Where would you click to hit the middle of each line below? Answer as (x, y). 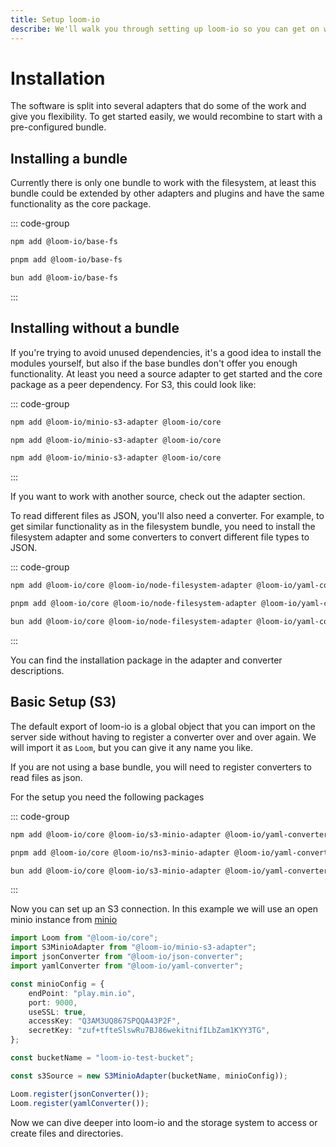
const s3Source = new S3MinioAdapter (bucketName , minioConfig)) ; (149, 1076)
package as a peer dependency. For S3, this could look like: (133, 384)
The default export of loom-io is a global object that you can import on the (163, 726)
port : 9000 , (53, 1002)
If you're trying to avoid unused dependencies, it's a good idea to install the (166, 352)
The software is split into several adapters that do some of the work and (158, 106)
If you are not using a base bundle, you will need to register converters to (161, 767)
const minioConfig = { (57, 984)
